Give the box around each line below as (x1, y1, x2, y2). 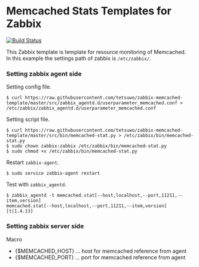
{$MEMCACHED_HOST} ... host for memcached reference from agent (14, 247, 187, 254)
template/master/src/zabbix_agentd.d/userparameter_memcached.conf (6, 100, 178, 106)
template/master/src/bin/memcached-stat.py (6, 133, 117, 139)
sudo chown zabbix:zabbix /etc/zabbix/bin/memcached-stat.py (11, 143, 167, 149)
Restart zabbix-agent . (6, 159, 59, 166)
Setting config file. (6, 83, 52, 90)
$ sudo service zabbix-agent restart (6, 171, 100, 177)
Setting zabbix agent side (6, 69, 82, 78)
